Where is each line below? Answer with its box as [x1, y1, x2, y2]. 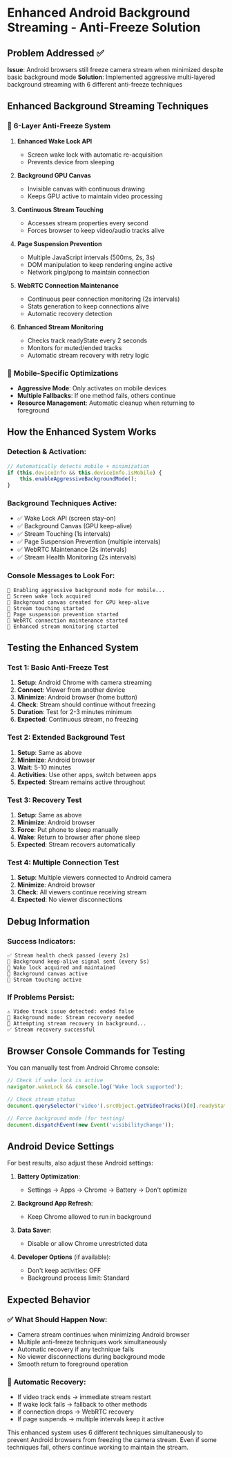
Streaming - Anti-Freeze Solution [7, 19, 201, 35]
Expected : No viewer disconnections [17, 896, 123, 904]
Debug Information [7, 915, 90, 927]
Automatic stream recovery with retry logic [27, 351, 150, 359]
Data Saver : [17, 1226, 52, 1235]
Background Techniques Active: [7, 498, 117, 508]
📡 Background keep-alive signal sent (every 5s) [7, 958, 150, 965]
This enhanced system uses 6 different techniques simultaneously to [7, 1428, 204, 1437]
